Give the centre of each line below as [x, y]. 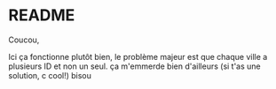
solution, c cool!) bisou [50, 75]
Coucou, [24, 40]
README [42, 15]
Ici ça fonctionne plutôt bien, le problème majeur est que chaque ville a [138, 56]
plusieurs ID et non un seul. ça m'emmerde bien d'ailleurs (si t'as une [134, 66]
